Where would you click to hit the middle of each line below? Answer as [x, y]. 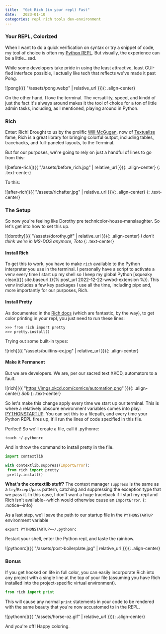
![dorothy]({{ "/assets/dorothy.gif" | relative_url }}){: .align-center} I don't [80, 236]
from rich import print [30, 592]
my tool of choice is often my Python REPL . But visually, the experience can [83, 52]
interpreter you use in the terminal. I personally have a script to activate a [80, 269]
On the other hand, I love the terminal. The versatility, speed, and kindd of [81, 97]
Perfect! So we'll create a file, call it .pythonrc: [52, 429]
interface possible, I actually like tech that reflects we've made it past [85, 73]
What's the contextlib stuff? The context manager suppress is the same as [82, 484]
